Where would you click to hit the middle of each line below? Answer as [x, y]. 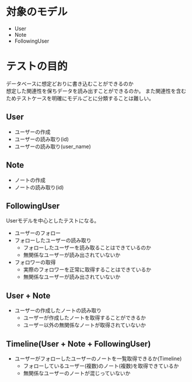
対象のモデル [37, 12]
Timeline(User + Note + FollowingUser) [78, 344]
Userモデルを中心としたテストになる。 [53, 221]
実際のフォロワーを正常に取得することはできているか [87, 270]
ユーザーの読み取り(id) [41, 139]
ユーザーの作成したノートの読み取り [58, 311]
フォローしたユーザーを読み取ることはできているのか [87, 248]
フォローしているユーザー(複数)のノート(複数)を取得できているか [101, 366]
